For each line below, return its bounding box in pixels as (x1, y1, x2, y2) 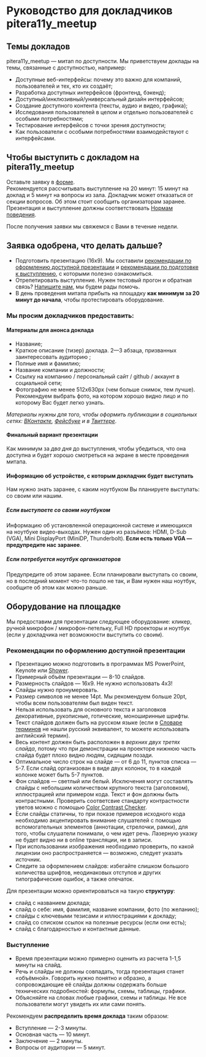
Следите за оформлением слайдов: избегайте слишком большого (15, 862, 189, 870)
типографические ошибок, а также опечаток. (15, 875, 134, 883)
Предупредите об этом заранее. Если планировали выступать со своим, (6, 571, 198, 578)
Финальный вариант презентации (6, 431, 98, 439)
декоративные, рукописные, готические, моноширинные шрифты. (15, 713, 190, 720)
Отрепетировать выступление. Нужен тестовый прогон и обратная (15, 276, 192, 284)
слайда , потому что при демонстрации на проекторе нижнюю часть (15, 745, 196, 753)
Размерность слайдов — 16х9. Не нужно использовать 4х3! (15, 679, 173, 687)
